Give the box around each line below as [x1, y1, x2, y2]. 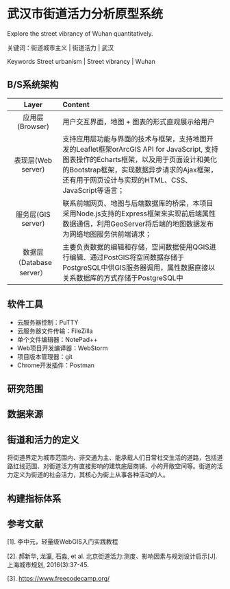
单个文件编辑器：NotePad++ [16, 335, 98, 343]
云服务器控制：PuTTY [16, 318, 79, 326]
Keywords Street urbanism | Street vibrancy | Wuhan [7, 57, 156, 65]
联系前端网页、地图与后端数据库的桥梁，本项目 [62, 198, 214, 208]
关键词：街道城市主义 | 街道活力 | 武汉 [7, 43, 114, 51]
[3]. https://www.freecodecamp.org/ [7, 575, 110, 583]
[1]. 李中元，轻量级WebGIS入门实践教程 [7, 538, 118, 546]
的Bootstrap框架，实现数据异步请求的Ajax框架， [62, 165, 218, 174]
